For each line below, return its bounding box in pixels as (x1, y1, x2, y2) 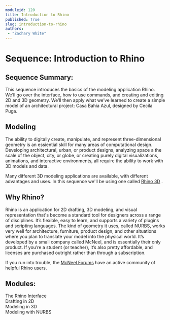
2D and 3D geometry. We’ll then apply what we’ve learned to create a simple (5, 97, 165, 103)
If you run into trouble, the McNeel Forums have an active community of (5, 259, 156, 265)
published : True (5, 17, 40, 22)
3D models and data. (5, 163, 49, 169)
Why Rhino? (5, 193, 45, 202)
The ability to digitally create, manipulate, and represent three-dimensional (5, 136, 161, 142)
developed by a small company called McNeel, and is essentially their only (5, 239, 161, 245)
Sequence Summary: (5, 73, 74, 82)
